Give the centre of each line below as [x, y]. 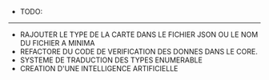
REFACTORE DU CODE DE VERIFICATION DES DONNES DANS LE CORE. [139, 52]
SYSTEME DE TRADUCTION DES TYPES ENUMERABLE [111, 60]
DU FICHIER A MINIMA [57, 43]
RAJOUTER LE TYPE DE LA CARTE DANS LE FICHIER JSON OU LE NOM [139, 34]
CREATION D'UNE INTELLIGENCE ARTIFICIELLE [99, 68]
